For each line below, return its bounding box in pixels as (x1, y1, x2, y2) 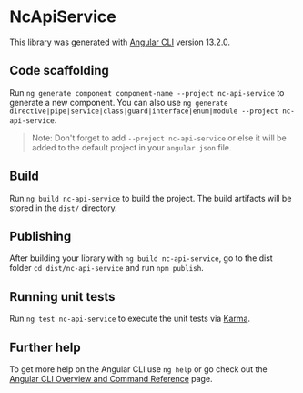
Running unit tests (9, 289, 116, 305)
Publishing (9, 228, 72, 243)
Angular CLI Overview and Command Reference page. (9, 374, 213, 384)
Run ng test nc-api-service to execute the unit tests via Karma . (9, 313, 251, 325)
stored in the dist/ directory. (9, 202, 118, 213)
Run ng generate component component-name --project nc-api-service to (9, 87, 285, 98)
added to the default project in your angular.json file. (31, 141, 232, 152)
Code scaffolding (9, 63, 109, 78)
